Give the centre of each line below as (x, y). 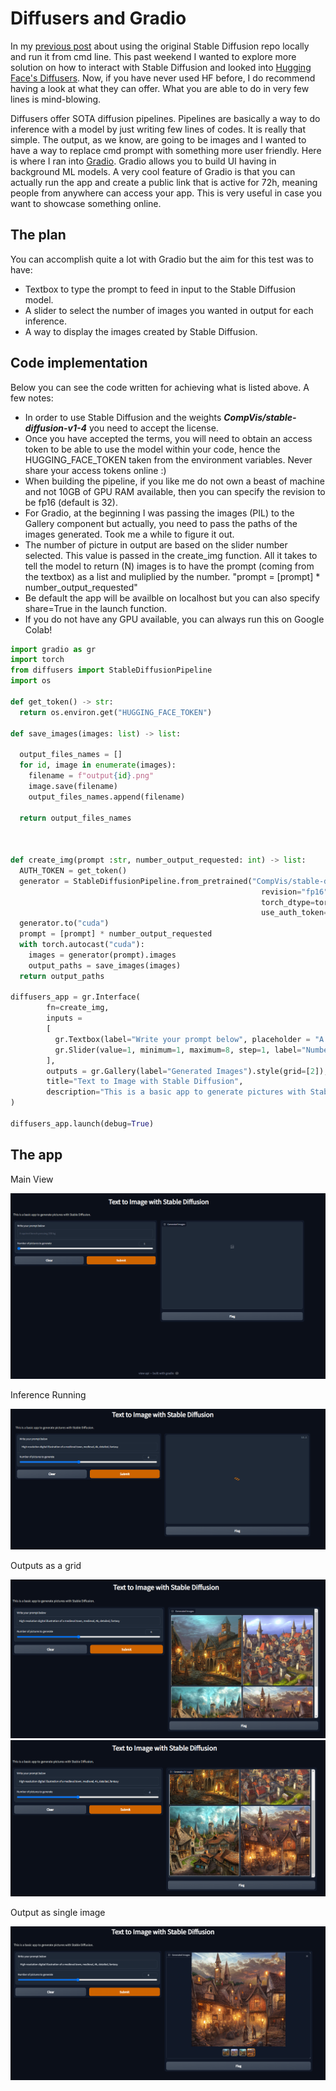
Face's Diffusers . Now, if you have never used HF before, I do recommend (163, 78)
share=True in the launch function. (96, 608)
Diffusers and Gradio (98, 18)
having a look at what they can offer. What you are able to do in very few (160, 88)
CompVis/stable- (260, 417)
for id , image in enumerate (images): (98, 765)
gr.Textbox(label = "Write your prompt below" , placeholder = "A (189, 1039)
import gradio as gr (53, 649)
